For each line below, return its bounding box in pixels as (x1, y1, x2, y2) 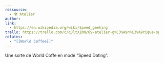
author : (5, 16, 21, 21)
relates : (5, 35, 23, 40)
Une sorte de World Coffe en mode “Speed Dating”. (5, 52, 109, 58)
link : (5, 21, 16, 26)
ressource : (5, 7, 27, 12)
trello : (5, 30, 21, 35)
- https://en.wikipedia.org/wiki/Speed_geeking (9, 25, 108, 30)
